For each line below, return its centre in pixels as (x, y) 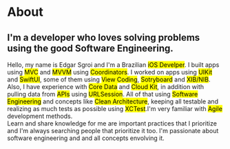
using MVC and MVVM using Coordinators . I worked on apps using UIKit (110, 72)
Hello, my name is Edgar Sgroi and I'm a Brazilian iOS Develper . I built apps (113, 65)
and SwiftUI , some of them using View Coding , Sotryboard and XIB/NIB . (109, 79)
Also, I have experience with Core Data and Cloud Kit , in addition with (106, 87)
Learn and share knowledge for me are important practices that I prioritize (112, 123)
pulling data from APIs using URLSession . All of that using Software (103, 94)
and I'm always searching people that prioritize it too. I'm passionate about (113, 131)
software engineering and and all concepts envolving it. (86, 138)
